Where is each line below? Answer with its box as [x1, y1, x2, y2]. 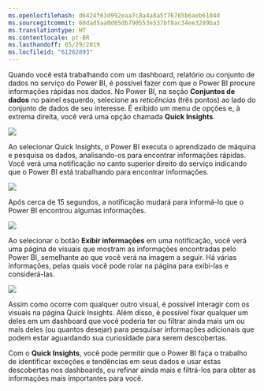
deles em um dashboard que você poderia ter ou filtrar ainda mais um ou [8, 317, 245, 325]
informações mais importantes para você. [8, 374, 143, 383]
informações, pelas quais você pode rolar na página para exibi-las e [8, 261, 229, 270]
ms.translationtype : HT [8, 26, 87, 34]
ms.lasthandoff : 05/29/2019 [8, 41, 101, 49]
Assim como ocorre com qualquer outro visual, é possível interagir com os [8, 299, 250, 309]
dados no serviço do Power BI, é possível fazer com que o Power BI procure [8, 78, 256, 88]
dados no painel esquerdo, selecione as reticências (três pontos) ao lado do [8, 96, 256, 104]
